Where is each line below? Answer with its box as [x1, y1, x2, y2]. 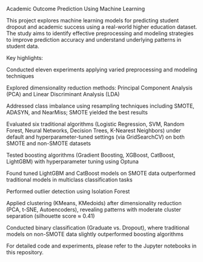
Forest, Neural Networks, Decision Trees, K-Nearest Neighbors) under [6, 127, 181, 134]
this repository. [6, 249, 44, 256]
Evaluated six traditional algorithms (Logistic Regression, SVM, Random [6, 120, 185, 128]
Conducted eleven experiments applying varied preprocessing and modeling [6, 66, 198, 73]
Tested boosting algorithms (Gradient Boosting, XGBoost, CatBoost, [6, 151, 176, 159]
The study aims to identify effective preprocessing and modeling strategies [6, 30, 194, 37]
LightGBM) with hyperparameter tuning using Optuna [6, 158, 139, 165]
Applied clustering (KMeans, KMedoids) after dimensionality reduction [6, 200, 182, 206]
